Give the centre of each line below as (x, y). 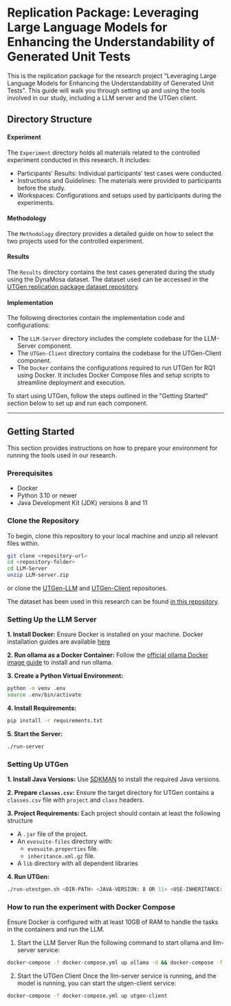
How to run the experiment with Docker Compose (91, 907)
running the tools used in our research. (62, 455)
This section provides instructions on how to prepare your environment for (112, 448)
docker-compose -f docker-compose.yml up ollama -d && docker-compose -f (115, 963)
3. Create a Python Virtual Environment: (65, 676)
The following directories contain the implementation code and (96, 318)
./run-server (26, 747)
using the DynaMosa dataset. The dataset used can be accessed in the (108, 279)
